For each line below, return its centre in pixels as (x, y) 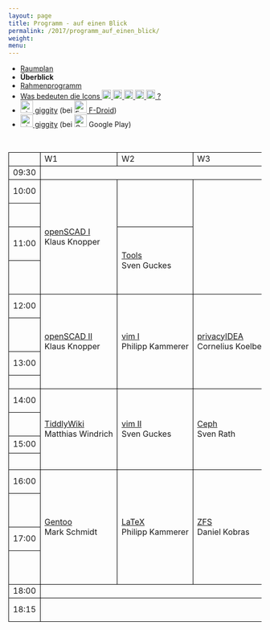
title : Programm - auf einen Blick (68, 23)
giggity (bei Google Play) (83, 125)
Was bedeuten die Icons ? (90, 97)
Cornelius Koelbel (230, 346)
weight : (21, 38)
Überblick (37, 77)
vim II (132, 424)
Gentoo (58, 521)
